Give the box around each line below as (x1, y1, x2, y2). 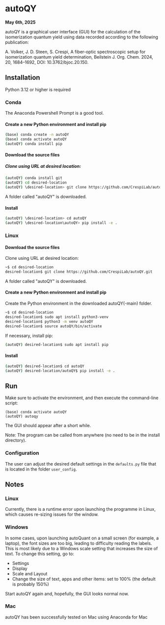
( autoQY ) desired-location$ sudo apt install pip (5, 342, 109, 347)
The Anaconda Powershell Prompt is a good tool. (5, 110, 104, 116)
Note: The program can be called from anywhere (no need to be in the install (5, 432, 160, 438)
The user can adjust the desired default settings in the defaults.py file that (5, 461, 156, 467)
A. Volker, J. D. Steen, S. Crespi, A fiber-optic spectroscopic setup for (5, 49, 146, 55)
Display (12, 565, 28, 571)
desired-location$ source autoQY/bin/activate (5, 323, 102, 329)
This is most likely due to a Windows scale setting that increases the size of (5, 545, 158, 551)
